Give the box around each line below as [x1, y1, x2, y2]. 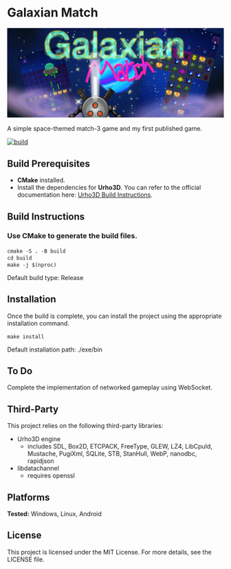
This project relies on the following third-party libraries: [7, 422, 164, 430]
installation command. [7, 319, 70, 328]
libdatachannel [16, 464, 60, 473]
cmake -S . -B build [7, 248, 67, 255]
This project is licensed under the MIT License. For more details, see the [7, 548, 212, 556]
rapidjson [27, 457, 54, 465]
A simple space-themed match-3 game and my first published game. [7, 125, 203, 133]
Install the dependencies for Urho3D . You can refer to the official [16, 184, 201, 192]
